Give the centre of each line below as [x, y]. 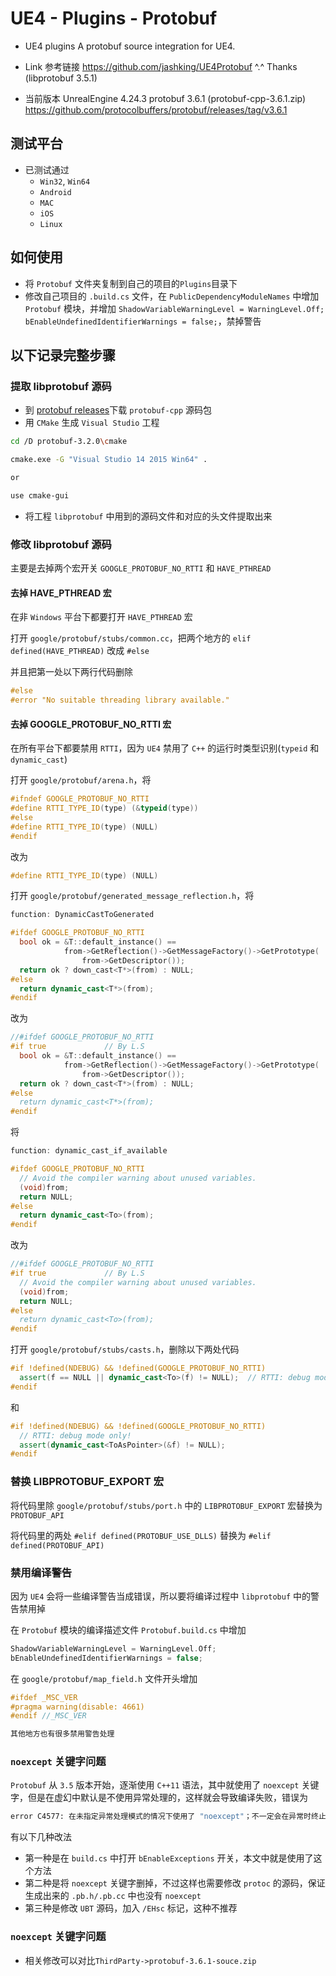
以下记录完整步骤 [63, 355]
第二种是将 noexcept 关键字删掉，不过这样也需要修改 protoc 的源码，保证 [175, 1883]
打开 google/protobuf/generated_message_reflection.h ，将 [132, 896]
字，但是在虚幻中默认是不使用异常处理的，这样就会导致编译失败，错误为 [159, 1798]
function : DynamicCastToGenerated [82, 915]
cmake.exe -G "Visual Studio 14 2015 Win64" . [109, 460]
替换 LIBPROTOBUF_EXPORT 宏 [87, 1482]
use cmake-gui [40, 495]
